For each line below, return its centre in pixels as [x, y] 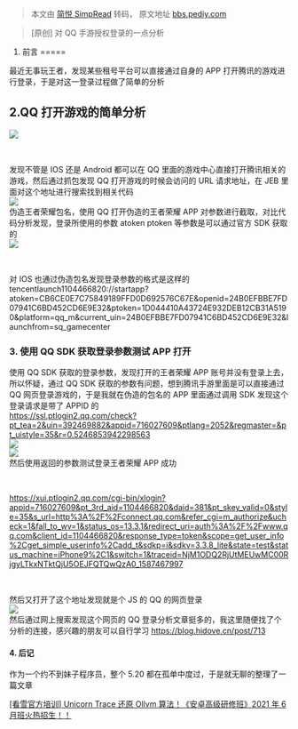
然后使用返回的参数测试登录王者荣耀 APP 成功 [93, 463]
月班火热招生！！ [40, 716]
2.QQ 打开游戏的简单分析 [78, 112]
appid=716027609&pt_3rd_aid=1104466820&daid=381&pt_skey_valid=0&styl [149, 508]
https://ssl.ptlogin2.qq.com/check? [73, 416]
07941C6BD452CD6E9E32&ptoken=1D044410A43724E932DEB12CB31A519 [148, 308]
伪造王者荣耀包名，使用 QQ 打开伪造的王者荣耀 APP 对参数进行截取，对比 [144, 212]
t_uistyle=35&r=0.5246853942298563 [80, 435]
